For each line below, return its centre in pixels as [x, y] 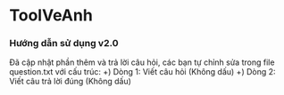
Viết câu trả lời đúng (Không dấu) [71, 82]
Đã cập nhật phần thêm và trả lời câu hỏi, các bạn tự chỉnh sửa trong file [142, 62]
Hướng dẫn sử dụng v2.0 [64, 44]
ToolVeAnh [51, 16]
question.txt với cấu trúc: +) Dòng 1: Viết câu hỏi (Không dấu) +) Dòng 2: [142, 72]
